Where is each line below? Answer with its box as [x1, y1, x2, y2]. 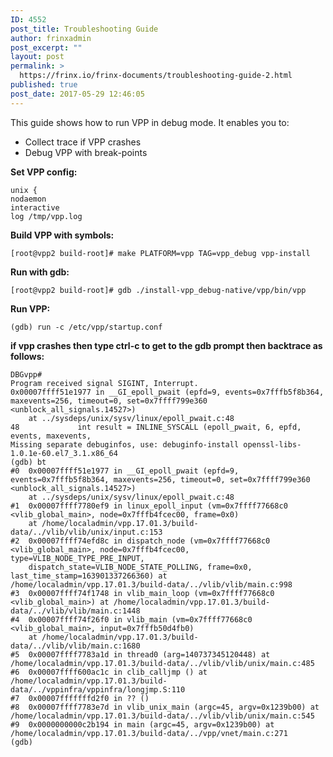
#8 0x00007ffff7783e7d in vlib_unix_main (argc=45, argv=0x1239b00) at [10, 702, 320, 712]
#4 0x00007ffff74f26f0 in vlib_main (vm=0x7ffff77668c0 [10, 614, 253, 625]
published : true [10, 80, 78, 90]
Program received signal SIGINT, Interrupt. [10, 378, 199, 388]
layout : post [10, 52, 65, 62]
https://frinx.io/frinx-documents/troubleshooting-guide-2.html [19, 71, 293, 81]
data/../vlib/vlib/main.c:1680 [10, 641, 141, 651]
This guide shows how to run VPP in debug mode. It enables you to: [10, 116, 290, 128]
